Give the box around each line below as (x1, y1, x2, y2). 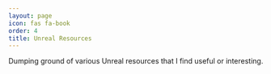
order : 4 (8, 27, 38, 35)
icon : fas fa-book (8, 19, 70, 27)
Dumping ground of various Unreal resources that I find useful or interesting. (8, 56, 264, 66)
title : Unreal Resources (8, 34, 92, 43)
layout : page (8, 11, 53, 20)
